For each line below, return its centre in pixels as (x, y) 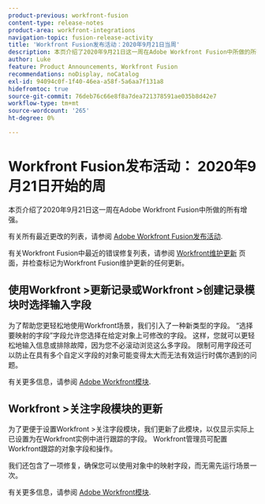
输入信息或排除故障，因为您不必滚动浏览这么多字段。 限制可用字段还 (133, 345)
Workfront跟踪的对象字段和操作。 (63, 449)
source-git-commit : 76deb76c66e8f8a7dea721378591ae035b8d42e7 (112, 96)
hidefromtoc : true (38, 89)
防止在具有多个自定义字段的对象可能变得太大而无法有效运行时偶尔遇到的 (132, 355)
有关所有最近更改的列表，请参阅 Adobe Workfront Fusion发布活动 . (116, 236)
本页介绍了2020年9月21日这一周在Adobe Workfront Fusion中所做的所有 (124, 209)
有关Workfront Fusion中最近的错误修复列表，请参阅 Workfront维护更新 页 (127, 252)
